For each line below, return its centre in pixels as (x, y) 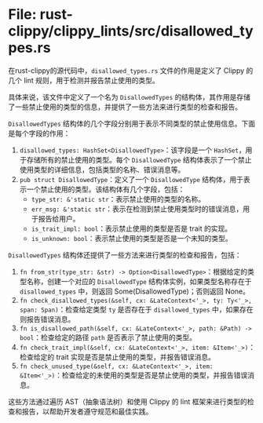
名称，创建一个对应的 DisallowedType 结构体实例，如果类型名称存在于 (139, 281)
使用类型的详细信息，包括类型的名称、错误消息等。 (102, 170)
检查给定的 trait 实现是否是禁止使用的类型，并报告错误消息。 (117, 357)
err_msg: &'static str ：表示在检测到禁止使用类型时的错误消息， (137, 209)
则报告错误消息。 (47, 319)
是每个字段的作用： (39, 133)
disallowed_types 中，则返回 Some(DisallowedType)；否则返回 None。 (134, 291)
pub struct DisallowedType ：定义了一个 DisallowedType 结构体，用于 (131, 179)
